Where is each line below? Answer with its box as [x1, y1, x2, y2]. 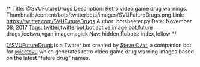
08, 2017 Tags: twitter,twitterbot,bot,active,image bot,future [6, 24, 153, 31]
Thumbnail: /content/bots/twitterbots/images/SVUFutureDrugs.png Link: [6, 11, 184, 18]
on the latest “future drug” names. [6, 55, 90, 61]
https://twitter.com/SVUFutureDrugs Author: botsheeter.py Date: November [6, 18, 192, 24]
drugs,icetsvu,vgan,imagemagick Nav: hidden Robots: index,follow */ [6, 30, 177, 37]
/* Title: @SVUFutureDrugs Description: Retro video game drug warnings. [6, 5, 187, 12]
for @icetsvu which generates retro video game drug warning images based [6, 48, 195, 55]
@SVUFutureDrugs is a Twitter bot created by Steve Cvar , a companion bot [6, 42, 192, 49]
